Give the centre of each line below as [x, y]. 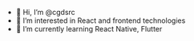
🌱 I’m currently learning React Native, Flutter [89, 29]
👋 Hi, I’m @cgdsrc [46, 12]
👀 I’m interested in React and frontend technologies [101, 20]
